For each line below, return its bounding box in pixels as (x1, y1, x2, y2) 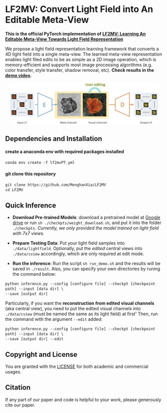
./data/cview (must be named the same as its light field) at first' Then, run (5, 311, 158, 317)
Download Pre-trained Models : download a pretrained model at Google (12, 215, 161, 221)
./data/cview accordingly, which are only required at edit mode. (12, 251, 144, 257)
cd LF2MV (5, 187, 23, 192)
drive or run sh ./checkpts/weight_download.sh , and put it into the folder (12, 220, 161, 226)
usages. (5, 369, 21, 375)
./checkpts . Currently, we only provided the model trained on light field (12, 225, 159, 231)
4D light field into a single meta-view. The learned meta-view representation (5, 51, 162, 57)
